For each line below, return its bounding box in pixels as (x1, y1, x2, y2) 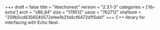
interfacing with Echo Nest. (5, 19, 60, 25)
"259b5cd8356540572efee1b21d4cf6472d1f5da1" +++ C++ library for (5, 15, 145, 20)
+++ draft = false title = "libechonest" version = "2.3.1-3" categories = (5, 4, 145, 10)
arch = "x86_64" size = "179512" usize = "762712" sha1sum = (19, 9, 142, 15)
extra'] (5, 9, 18, 15)
